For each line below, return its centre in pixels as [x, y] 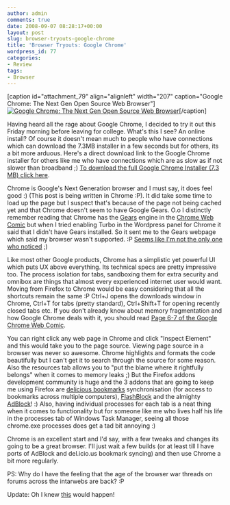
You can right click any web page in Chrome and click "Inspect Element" [109, 339]
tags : [15, 70]
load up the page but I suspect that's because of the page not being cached [114, 203]
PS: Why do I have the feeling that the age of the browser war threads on [110, 474]
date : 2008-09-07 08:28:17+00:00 [55, 26]
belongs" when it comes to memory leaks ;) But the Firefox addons [101, 375]
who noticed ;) [27, 246]
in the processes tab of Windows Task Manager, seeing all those [98, 419]
